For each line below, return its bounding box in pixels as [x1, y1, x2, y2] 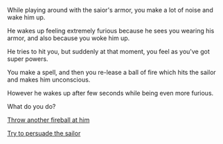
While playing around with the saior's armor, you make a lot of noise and [7, 6, 213, 14]
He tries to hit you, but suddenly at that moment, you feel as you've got [7, 48, 210, 55]
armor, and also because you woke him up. [7, 34, 130, 42]
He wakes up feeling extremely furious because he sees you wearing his [7, 27, 215, 35]
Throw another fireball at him [7, 116, 90, 124]
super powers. [7, 55, 48, 63]
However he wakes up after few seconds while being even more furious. [7, 89, 214, 97]
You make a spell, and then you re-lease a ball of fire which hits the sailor [7, 69, 216, 76]
